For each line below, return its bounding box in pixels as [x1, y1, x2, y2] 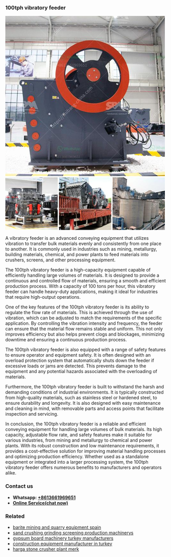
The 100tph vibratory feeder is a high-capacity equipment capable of [5, 267, 151, 273]
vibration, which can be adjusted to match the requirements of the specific [5, 315, 162, 321]
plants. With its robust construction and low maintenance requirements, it [5, 443, 159, 449]
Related [5, 512, 25, 520]
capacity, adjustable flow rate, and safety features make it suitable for [5, 432, 152, 438]
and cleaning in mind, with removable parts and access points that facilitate [5, 405, 164, 411]
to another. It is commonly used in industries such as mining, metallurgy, [5, 246, 157, 252]
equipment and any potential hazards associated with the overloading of [5, 368, 157, 375]
